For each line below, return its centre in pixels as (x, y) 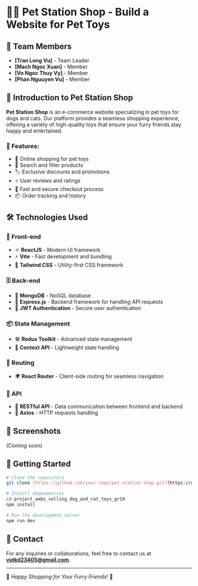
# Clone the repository (35, 478)
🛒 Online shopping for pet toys (52, 159)
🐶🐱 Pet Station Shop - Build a (77, 12)
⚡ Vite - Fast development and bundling (63, 256)
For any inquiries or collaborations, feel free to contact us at (79, 553)
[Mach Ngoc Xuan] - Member (51, 67)
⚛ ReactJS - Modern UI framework (57, 249)
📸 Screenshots (34, 431)
